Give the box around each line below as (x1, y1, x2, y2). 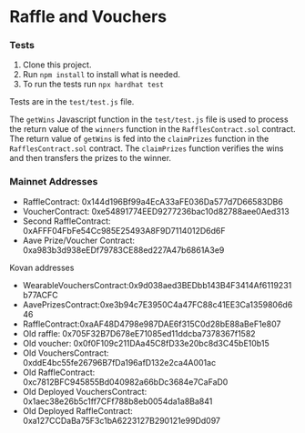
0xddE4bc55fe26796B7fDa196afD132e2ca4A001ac (22, 357, 217, 368)
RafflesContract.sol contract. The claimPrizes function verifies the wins (9, 143, 284, 154)
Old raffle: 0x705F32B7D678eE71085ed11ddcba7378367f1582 (22, 327, 257, 338)
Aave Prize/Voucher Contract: (22, 235, 135, 246)
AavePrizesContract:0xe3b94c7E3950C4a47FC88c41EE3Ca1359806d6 (22, 298, 293, 310)
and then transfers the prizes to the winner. (9, 153, 171, 164)
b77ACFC (22, 289, 58, 300)
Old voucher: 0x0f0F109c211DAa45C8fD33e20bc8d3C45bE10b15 (22, 337, 270, 348)
